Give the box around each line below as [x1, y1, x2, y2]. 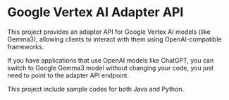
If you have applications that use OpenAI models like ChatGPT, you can [7, 56, 214, 64]
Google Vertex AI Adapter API [7, 4, 184, 20]
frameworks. [7, 42, 44, 51]
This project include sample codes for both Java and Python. [7, 85, 185, 93]
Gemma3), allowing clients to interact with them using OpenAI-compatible [7, 35, 222, 43]
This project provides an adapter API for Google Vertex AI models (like [7, 27, 211, 36]
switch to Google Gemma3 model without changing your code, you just [7, 63, 213, 72]
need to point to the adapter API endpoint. [7, 71, 129, 80]
